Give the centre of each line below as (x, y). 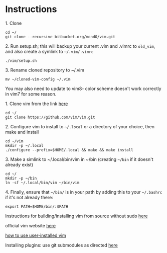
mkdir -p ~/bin (21, 178)
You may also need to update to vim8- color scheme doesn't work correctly (83, 89)
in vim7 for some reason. (31, 94)
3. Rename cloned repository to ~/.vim (45, 70)
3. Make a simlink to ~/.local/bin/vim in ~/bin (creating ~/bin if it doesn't (79, 159)
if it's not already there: (29, 197)
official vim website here (31, 225)
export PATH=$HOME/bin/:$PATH (37, 206)
